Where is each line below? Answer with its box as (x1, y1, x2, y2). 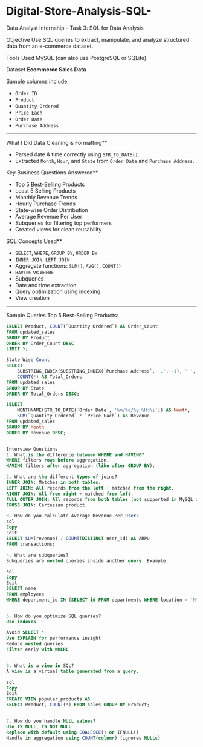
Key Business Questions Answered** (6, 168, 98, 176)
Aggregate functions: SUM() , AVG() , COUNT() (14, 262, 122, 269)
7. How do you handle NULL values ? (6, 718, 96, 725)
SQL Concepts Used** (6, 237, 62, 245)
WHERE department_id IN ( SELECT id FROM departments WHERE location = (6, 597, 188, 603)
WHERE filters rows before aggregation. (6, 457, 110, 463)
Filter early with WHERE (6, 646, 69, 652)
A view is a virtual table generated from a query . (6, 668, 139, 674)
